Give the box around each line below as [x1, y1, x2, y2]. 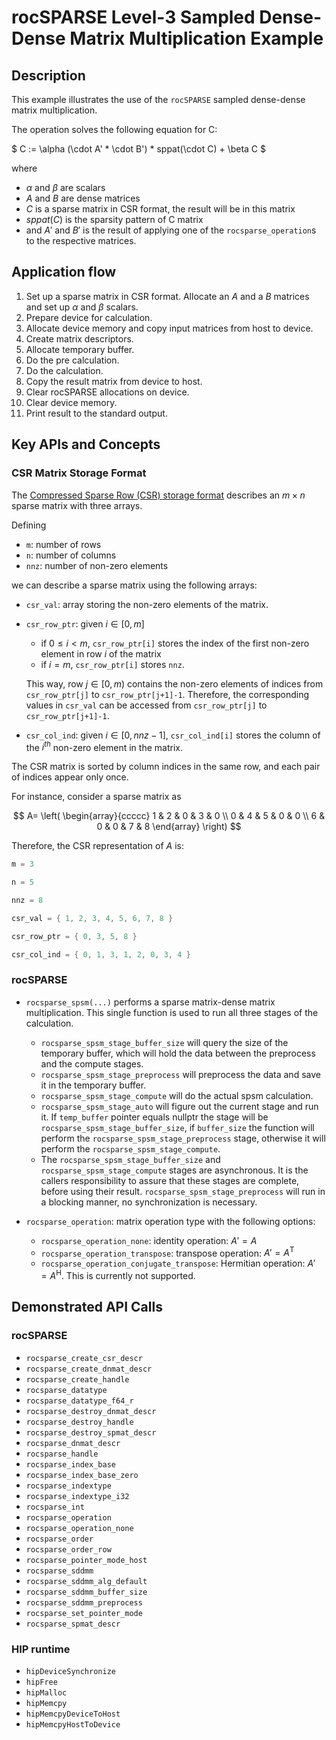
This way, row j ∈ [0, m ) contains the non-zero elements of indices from [25, 677, 324, 690]
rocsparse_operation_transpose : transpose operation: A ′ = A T [40, 1245, 295, 1259]
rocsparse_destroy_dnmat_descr [25, 1406, 157, 1416]
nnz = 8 [11, 895, 44, 905]
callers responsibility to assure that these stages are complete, [40, 1174, 300, 1186]
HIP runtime [11, 1642, 71, 1656]
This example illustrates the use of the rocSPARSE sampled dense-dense [11, 94, 306, 105]
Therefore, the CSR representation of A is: [11, 840, 184, 852]
